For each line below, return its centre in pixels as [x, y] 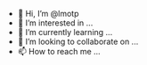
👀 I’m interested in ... [55, 23]
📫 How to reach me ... [59, 51]
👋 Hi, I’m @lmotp [48, 14]
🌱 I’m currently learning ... [65, 32]
